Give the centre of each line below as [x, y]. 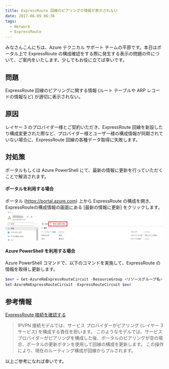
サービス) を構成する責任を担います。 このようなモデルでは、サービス [90, 332]
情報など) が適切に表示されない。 [49, 97]
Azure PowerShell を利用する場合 [40, 251]
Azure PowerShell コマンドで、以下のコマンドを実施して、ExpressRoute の [83, 263]
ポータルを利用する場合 [29, 189]
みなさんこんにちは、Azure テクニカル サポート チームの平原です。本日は [81, 47]
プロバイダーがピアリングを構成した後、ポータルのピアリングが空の [88, 338]
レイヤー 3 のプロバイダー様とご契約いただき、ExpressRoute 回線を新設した [84, 127]
